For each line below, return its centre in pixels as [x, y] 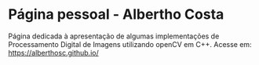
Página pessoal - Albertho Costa [116, 14]
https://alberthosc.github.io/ [54, 52]
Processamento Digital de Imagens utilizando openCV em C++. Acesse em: [130, 44]
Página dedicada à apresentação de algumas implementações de [114, 36]
